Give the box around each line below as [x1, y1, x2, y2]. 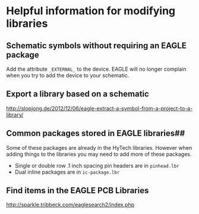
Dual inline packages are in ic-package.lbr [14, 168, 120, 175]
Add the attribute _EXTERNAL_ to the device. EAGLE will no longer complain [6, 65, 187, 73]
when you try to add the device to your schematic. [6, 72, 129, 78]
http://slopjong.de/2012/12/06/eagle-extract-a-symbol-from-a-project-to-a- [6, 105, 193, 112]
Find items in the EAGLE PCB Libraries [6, 185, 149, 196]
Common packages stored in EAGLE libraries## [6, 128, 185, 139]
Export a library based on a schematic [6, 89, 150, 99]
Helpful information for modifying [6, 4, 176, 18]
